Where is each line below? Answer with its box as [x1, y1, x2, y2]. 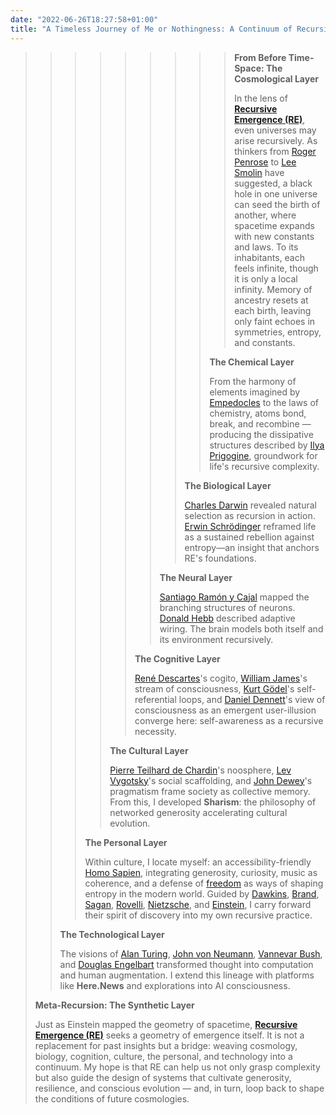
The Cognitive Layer [134, 652, 221, 665]
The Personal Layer [84, 836, 168, 848]
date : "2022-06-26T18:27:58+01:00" [10, 14, 159, 25]
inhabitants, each [234, 251, 305, 263]
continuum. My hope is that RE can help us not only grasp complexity [34, 1061, 321, 1073]
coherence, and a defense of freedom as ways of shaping [84, 877, 324, 889]
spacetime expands [234, 219, 315, 231]
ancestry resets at [234, 294, 309, 306]
